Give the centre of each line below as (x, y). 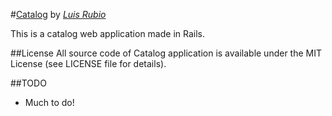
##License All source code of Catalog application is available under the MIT (166, 53)
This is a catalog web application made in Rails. (108, 33)
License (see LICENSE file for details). (88, 63)
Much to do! (49, 102)
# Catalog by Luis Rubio (58, 14)
